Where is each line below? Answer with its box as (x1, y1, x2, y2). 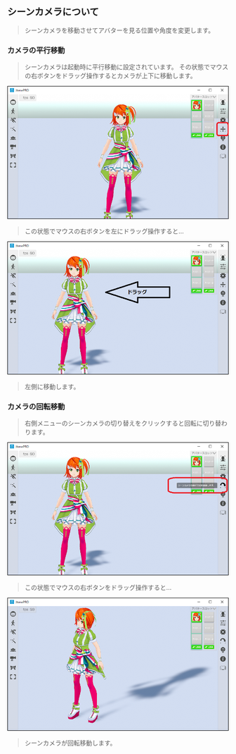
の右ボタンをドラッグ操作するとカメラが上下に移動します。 (24, 72, 197, 80)
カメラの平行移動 (7, 45, 65, 55)
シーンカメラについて (7, 6, 100, 18)
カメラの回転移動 (7, 402, 65, 412)
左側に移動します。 (24, 382, 80, 390)
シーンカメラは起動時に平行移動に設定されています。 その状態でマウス (24, 63, 229, 71)
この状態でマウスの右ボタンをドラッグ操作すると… (24, 583, 172, 592)
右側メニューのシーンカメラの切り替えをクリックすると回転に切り (24, 419, 216, 428)
